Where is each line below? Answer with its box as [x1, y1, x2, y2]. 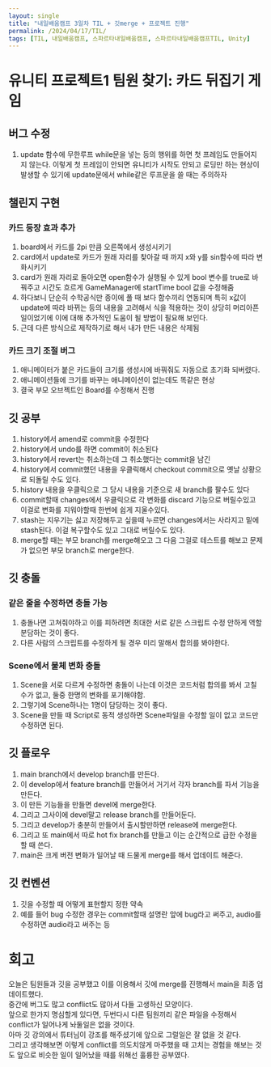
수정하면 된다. [19, 721, 65, 730]
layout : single [8, 11, 60, 20]
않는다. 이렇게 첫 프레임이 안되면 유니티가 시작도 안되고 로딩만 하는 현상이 [28, 159, 260, 170]
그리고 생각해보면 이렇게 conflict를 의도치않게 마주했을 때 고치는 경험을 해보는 [8, 1039, 253, 1049]
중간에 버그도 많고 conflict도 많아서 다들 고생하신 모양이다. [8, 999, 193, 1009]
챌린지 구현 [8, 196, 61, 210]
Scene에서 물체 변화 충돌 [8, 660, 101, 671]
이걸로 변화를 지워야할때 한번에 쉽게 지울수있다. [19, 505, 170, 514]
